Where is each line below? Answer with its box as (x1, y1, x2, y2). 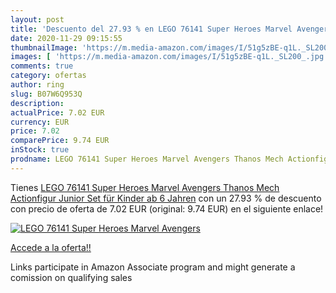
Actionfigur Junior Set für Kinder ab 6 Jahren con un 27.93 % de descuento (10, 192, 322, 204)
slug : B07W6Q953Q (10, 89, 83, 99)
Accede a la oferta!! (10, 241, 92, 253)
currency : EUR (10, 117, 70, 127)
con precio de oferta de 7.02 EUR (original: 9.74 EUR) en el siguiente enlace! (10, 202, 324, 215)
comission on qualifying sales (10, 271, 133, 283)
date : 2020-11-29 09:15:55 (10, 33, 123, 43)
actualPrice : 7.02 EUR (10, 107, 105, 118)
